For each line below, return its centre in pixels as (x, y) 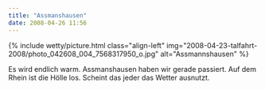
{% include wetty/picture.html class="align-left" (87, 45)
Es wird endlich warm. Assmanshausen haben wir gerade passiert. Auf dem (132, 69)
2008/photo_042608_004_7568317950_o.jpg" (84, 54)
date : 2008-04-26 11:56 (48, 23)
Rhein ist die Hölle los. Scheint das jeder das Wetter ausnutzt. (109, 77)
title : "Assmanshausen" (48, 15)
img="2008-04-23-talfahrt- (212, 45)
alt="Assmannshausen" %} (205, 54)
